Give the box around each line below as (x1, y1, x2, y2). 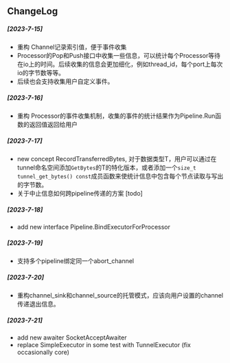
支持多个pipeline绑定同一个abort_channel (16, 257, 135, 265)
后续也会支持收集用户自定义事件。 (16, 77, 114, 85)
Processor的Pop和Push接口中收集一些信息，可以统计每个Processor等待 (16, 52, 221, 60)
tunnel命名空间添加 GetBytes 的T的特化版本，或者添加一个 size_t (16, 163, 197, 172)
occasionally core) (16, 348, 70, 357)
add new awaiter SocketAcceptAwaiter (16, 333, 127, 342)
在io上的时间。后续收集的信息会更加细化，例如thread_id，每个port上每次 (16, 60, 223, 68)
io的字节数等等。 (16, 69, 65, 77)
